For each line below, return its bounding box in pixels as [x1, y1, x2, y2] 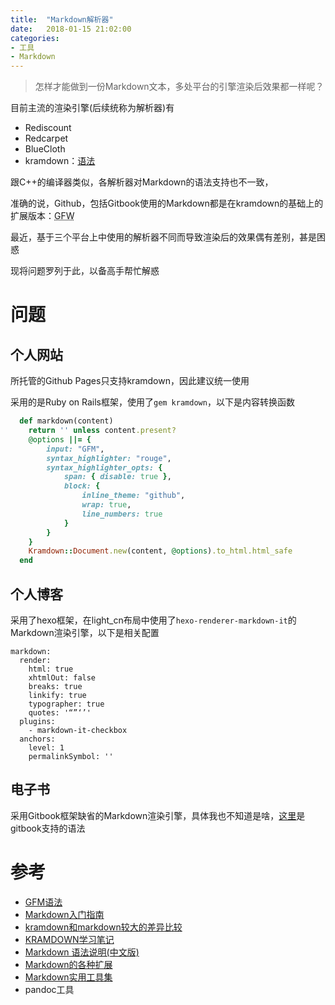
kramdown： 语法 [24, 155, 96, 167]
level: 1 [28, 742, 65, 753]
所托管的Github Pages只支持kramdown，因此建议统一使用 [10, 375, 250, 387]
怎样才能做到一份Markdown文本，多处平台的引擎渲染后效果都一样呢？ [34, 81, 325, 93]
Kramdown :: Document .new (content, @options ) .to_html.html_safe [28, 546, 293, 556]
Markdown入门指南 [24, 908, 105, 920]
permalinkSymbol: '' [28, 751, 114, 761]
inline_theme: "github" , [81, 491, 186, 501]
